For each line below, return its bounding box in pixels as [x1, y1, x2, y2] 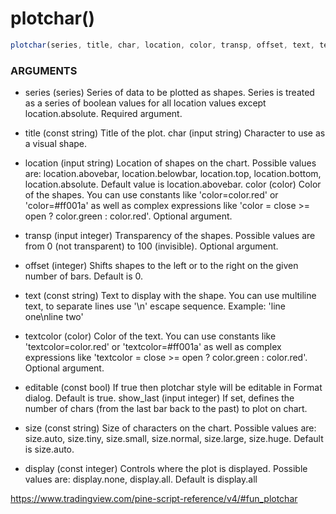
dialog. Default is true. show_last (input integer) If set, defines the [24, 392, 295, 404]
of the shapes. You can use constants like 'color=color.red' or [24, 189, 279, 201]
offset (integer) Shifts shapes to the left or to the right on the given [24, 260, 299, 272]
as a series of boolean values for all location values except [24, 97, 267, 109]
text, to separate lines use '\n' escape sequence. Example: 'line [24, 300, 286, 312]
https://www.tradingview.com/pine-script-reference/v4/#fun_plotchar [10, 493, 298, 505]
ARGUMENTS [10, 63, 78, 77]
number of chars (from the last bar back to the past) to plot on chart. [24, 403, 308, 415]
